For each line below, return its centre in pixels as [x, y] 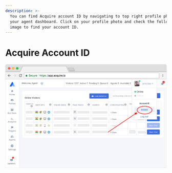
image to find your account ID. [45, 27]
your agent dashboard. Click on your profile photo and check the [82, 21]
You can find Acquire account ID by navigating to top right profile [85, 16]
